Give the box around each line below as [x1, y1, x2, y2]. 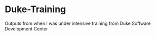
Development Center [5, 25, 48, 31]
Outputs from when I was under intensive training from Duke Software [5, 20, 151, 26]
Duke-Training [5, 4, 66, 15]
